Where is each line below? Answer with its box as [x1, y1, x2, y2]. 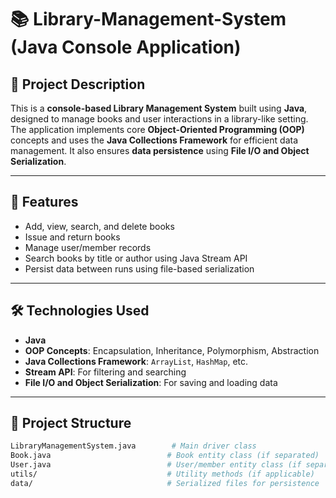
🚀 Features [10, 194, 79, 211]
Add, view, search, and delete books [24, 220, 175, 232]
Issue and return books [24, 231, 121, 243]
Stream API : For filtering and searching [24, 366, 187, 378]
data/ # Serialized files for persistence [10, 478, 320, 488]
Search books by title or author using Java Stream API [24, 252, 248, 264]
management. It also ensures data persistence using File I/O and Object [10, 145, 310, 156]
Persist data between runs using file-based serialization [24, 262, 255, 275]
